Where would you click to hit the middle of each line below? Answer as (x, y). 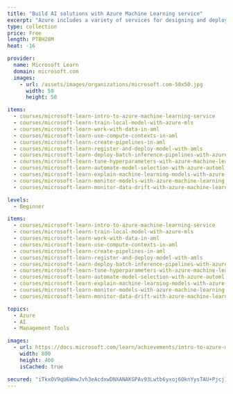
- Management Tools (42, 328)
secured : (20, 379)
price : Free (24, 33)
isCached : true (42, 367)
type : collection (32, 26)
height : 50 (41, 97)
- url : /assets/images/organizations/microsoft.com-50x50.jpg (111, 84)
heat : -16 (21, 46)
